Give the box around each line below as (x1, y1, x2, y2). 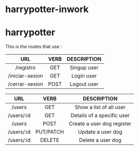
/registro (15, 64, 36, 71)
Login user (71, 72, 97, 80)
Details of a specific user (71, 112, 130, 119)
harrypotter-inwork (5, 4, 89, 15)
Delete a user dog (79, 137, 122, 144)
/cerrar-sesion (8, 81, 44, 88)
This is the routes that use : (5, 44, 62, 50)
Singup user (69, 64, 99, 71)
